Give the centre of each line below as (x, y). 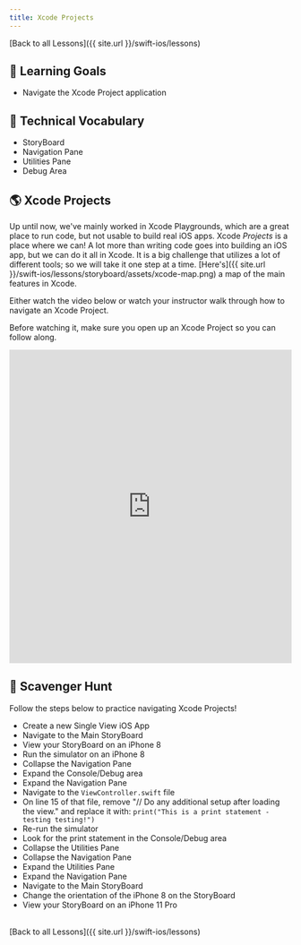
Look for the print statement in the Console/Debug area (124, 838)
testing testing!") (59, 820)
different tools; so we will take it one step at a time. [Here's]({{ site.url (138, 264)
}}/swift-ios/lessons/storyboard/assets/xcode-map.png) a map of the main (147, 274)
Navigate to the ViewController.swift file (99, 792)
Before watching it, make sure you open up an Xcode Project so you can (142, 328)
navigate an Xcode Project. (59, 311)
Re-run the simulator (60, 829)
